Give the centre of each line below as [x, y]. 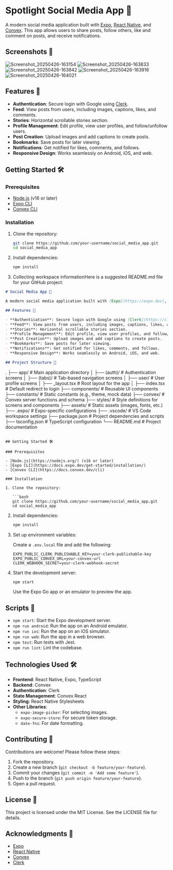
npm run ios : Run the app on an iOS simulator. [62, 631]
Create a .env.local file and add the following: [62, 544]
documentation [21, 427]
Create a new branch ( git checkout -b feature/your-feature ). [80, 767]
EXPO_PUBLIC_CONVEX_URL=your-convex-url [57, 558]
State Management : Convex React [50, 696]
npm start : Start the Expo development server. [62, 620]
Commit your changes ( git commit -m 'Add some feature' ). [76, 773]
